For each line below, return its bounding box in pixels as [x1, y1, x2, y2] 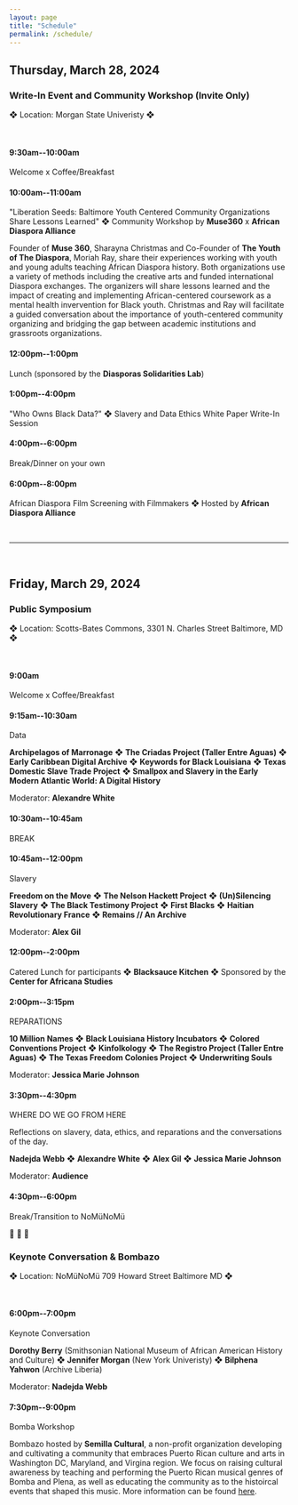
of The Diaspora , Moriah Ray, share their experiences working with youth [9, 253, 278, 263]
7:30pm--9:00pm [9, 1402, 76, 1412]
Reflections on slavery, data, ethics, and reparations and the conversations [9, 1127, 282, 1138]
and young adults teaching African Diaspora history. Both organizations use [9, 262, 286, 272]
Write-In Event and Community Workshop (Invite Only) [9, 89, 250, 101]
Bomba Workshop [9, 1421, 75, 1432]
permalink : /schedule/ [9, 29, 93, 38]
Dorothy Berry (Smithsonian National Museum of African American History [9, 1345, 283, 1356]
